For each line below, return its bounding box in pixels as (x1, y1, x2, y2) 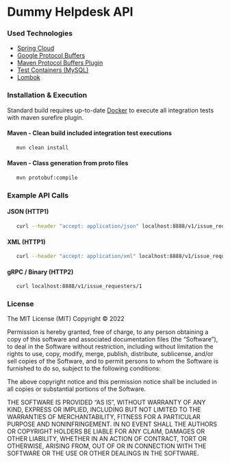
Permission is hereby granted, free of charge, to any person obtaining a (7, 328, 209, 336)
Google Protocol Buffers (16, 51, 86, 60)
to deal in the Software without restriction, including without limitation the (7, 342, 214, 351)
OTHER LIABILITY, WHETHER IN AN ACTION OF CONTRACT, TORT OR (7, 435, 207, 443)
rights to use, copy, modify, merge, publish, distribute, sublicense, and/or (7, 350, 214, 358)
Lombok (16, 73, 41, 82)
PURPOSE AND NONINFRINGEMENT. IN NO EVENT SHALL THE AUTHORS (7, 420, 218, 429)
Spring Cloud (16, 44, 55, 52)
